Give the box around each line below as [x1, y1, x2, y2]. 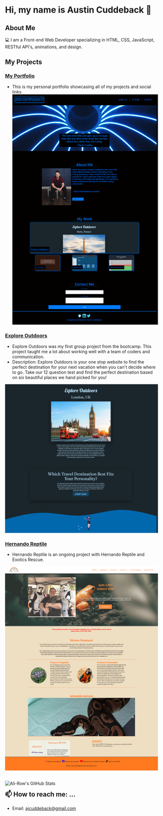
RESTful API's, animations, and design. [5, 44, 82, 50]
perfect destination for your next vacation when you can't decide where [12, 364, 156, 370]
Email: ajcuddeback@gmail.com [12, 805, 76, 812]
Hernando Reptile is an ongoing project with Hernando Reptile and [12, 552, 145, 558]
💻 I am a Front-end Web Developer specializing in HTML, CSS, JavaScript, [5, 37, 155, 43]
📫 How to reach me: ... [5, 790, 76, 798]
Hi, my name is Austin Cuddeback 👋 [5, 4, 152, 16]
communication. [12, 354, 45, 360]
